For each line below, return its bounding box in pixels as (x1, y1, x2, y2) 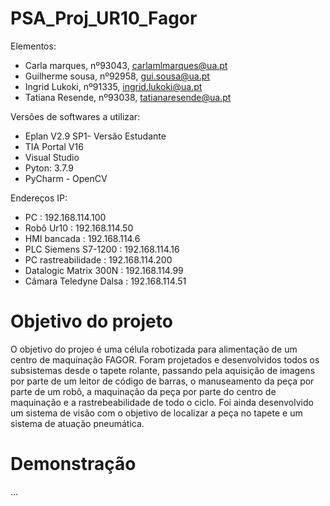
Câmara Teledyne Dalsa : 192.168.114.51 (24, 275, 187, 287)
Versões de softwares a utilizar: (10, 110, 141, 122)
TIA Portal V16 (24, 140, 84, 152)
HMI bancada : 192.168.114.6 (24, 232, 141, 244)
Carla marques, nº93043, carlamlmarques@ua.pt (24, 59, 228, 71)
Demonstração (10, 453, 137, 476)
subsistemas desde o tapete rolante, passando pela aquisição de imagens (10, 364, 316, 376)
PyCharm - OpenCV (24, 172, 108, 184)
